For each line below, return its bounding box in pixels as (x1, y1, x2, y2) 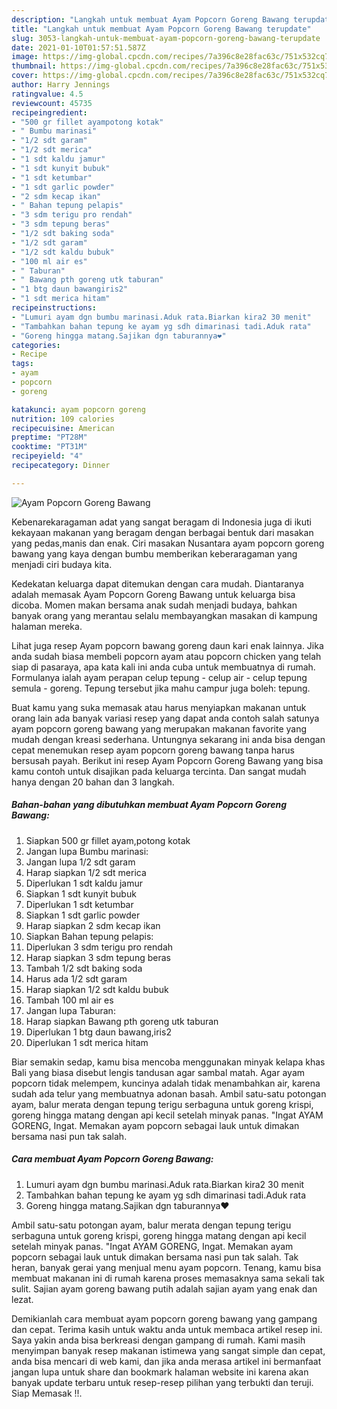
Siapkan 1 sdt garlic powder (25, 909, 141, 921)
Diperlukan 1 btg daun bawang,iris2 (25, 1026, 172, 1038)
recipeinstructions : (11, 303, 98, 313)
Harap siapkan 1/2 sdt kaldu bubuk (25, 983, 169, 995)
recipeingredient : (11, 107, 88, 118)
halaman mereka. (11, 620, 83, 632)
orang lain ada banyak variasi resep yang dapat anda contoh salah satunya (11, 712, 320, 724)
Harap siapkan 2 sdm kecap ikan (25, 919, 161, 931)
